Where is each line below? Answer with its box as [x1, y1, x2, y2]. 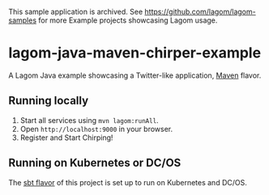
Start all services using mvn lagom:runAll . [19, 115, 160, 125]
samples [8, 15, 37, 25]
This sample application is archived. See [8, 7, 143, 16]
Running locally [8, 94, 89, 108]
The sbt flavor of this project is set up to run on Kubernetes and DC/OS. [8, 177, 247, 187]
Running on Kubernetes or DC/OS [8, 156, 181, 170]
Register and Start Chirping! [19, 133, 113, 142]
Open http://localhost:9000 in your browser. [19, 124, 173, 134]
